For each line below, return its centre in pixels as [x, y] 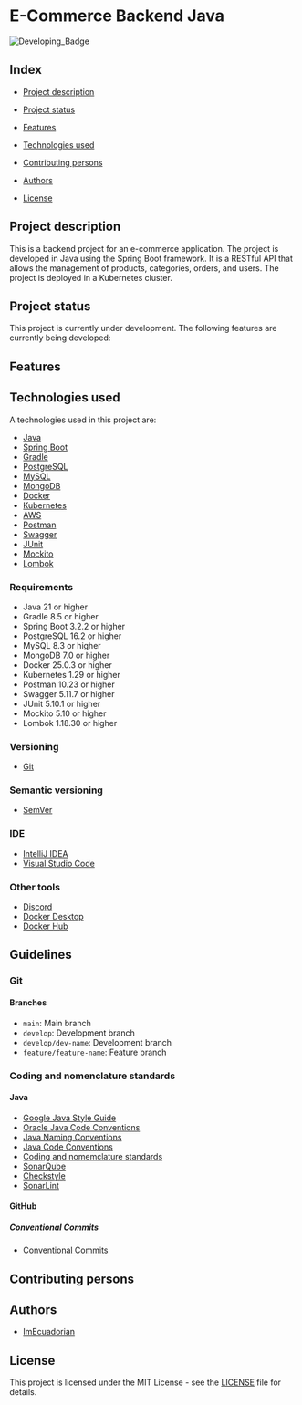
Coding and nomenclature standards [93, 1076]
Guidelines [41, 955]
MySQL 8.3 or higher [62, 645]
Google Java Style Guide [69, 1118]
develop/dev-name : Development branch [97, 1042]
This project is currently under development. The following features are [143, 328]
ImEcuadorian [49, 1332]
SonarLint [41, 1185]
